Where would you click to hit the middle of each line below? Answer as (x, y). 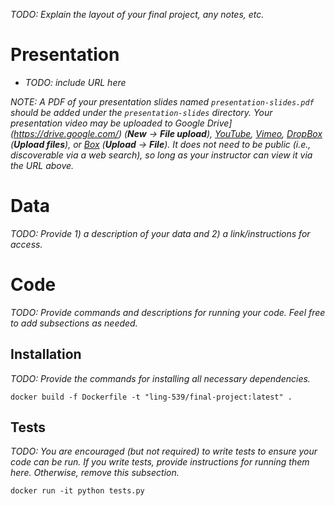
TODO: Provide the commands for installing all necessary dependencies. (160, 378)
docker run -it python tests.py (77, 491)
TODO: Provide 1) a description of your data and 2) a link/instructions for (160, 233)
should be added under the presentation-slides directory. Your (141, 112)
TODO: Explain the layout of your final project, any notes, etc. (137, 14)
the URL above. (42, 165)
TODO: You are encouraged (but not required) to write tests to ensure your (164, 451)
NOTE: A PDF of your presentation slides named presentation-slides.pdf (162, 101)
